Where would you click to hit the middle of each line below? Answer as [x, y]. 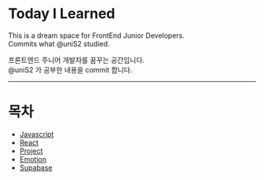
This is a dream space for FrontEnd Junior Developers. [96, 35]
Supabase [36, 167]
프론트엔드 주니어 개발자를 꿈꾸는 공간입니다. [77, 60]
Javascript [37, 134]
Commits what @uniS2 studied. [59, 43]
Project [31, 151]
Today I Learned [62, 14]
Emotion [33, 159]
